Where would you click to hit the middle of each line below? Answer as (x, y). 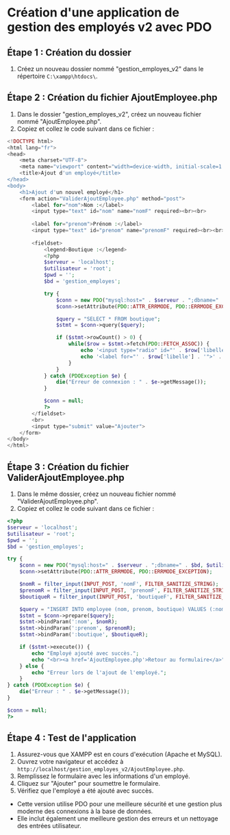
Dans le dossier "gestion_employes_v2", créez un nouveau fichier (109, 114)
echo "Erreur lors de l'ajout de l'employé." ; (99, 673)
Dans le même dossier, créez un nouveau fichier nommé (97, 494)
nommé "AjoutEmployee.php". (59, 121)
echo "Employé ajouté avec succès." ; (85, 653)
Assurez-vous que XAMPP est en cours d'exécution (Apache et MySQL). (119, 754)
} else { (32, 666)
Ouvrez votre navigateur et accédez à (70, 762)
